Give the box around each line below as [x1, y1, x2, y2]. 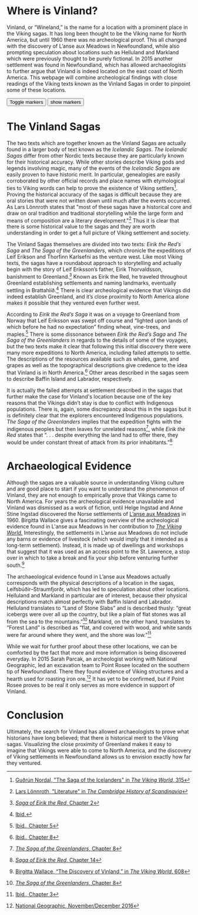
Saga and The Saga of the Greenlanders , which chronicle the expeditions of [6, 247, 192, 254]
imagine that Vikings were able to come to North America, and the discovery [6, 747, 192, 754]
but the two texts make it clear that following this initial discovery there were [6, 343, 191, 350]
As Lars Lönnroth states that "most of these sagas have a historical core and [6, 203, 192, 210]
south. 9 [6, 561, 25, 568]
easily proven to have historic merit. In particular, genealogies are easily [6, 171, 181, 178]
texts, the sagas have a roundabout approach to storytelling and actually [6, 260, 182, 267]
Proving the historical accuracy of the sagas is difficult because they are [6, 191, 182, 198]
